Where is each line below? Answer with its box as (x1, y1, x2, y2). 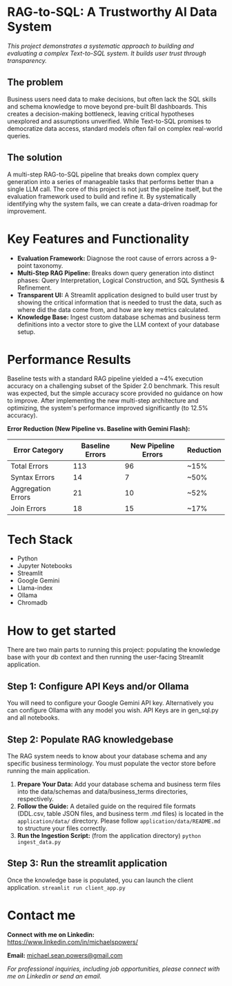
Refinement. (17, 283, 52, 291)
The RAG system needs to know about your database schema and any (7, 751, 207, 760)
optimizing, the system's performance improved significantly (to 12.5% (7, 404, 209, 412)
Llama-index (17, 584, 53, 592)
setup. (17, 327, 36, 336)
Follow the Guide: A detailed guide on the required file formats (17, 802, 196, 810)
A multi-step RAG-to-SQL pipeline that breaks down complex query (7, 170, 199, 179)
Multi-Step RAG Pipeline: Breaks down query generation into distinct (17, 268, 215, 277)
